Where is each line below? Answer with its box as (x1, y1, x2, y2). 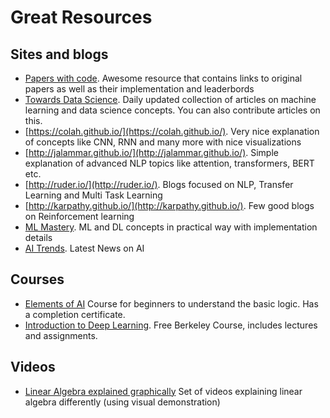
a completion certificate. (24, 308, 126, 320)
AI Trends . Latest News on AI (24, 242, 145, 254)
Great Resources (10, 6, 153, 29)
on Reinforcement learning (24, 211, 135, 222)
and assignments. (24, 329, 98, 341)
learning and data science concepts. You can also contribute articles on (24, 104, 321, 116)
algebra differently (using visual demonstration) (24, 396, 221, 408)
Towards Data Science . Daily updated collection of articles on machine (24, 94, 317, 105)
